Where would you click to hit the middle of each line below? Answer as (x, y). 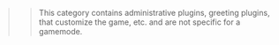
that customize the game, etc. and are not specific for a (139, 22)
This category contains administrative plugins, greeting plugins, (154, 13)
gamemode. (60, 31)
